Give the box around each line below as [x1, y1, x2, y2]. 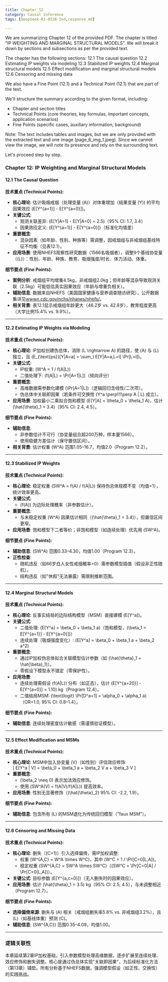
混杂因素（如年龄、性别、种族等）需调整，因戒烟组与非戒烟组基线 [19, 237, 156, 243]
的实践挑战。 [5, 971, 31, 977]
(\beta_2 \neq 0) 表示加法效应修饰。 [19, 777, 94, 783]
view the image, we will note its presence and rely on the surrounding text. [5, 142, 159, 148]
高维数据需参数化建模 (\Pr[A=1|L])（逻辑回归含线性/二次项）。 [19, 385, 145, 391]
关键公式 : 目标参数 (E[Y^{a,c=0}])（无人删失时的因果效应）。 [12, 875, 136, 881]
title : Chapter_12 [5, 7, 43, 13]
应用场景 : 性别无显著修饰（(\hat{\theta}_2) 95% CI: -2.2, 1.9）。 [12, 790, 141, 796]
